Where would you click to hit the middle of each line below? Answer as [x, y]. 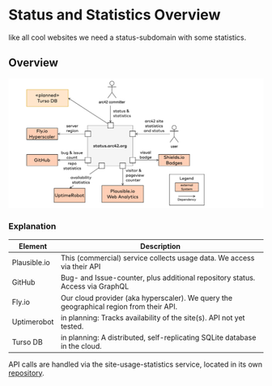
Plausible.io [31, 262]
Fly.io [21, 302]
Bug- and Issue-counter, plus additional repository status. [158, 278]
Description [160, 246]
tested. [72, 326]
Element [33, 246]
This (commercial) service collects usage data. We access [157, 258]
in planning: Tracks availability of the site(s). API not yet [153, 317]
